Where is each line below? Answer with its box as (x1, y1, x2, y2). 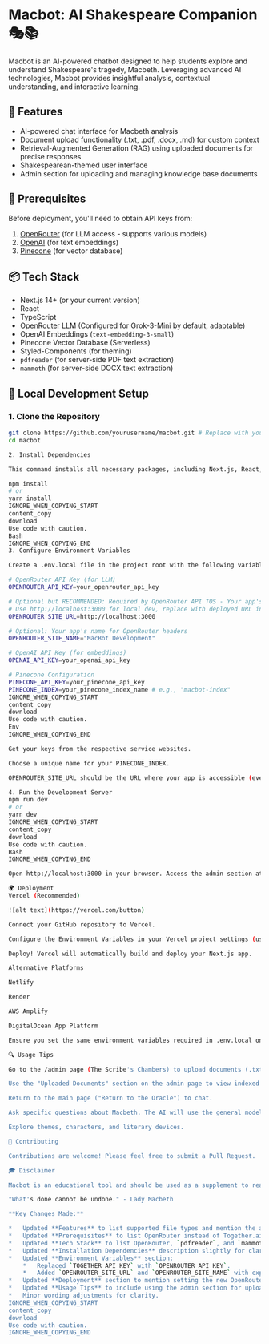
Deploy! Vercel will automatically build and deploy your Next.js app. (8, 950, 252, 958)
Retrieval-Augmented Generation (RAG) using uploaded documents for (19, 143, 254, 153)
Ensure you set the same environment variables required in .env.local (8, 1036, 252, 1044)
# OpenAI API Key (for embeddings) (8, 649, 127, 657)
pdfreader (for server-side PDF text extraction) (19, 355, 175, 365)
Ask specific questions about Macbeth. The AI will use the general (8, 1108, 242, 1117)
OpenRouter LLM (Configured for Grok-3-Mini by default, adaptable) (19, 321, 246, 330)
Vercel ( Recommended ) (8, 892, 81, 900)
